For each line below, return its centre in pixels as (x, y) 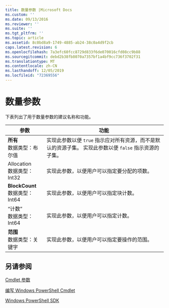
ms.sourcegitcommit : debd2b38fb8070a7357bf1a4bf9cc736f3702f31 (73, 57)
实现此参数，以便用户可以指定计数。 (89, 215)
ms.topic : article (24, 38)
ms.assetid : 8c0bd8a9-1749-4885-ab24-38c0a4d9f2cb (59, 43)
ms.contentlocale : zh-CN (31, 66)
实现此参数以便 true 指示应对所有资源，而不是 (101, 140)
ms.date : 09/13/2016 (27, 19)
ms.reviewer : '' (22, 24)
